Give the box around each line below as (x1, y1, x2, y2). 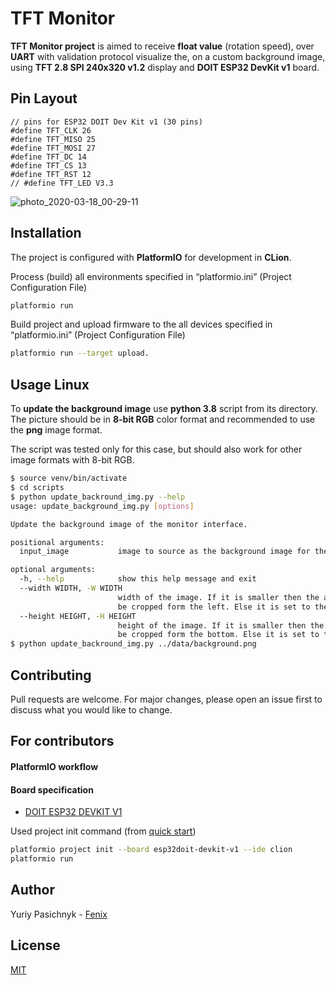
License (10, 937, 61, 954)
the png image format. (10, 424, 103, 436)
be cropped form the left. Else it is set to (117, 602, 311, 612)
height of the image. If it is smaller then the (117, 620, 325, 631)
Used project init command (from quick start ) (10, 825, 197, 837)
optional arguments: (10, 565, 97, 575)
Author (10, 882, 55, 899)
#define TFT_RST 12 (10, 169, 92, 179)
